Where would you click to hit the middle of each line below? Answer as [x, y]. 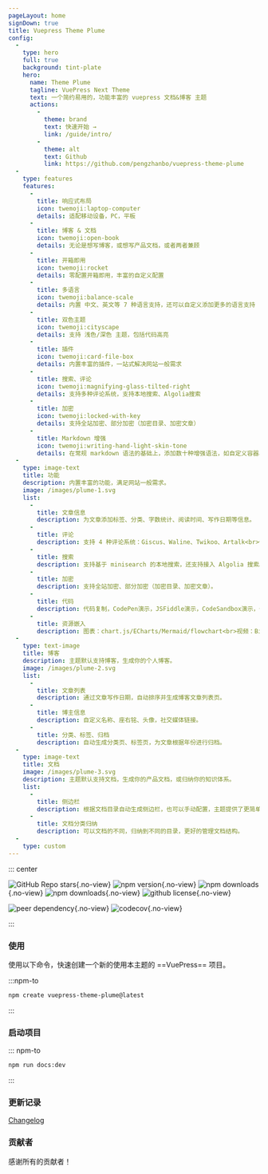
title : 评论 [55, 535]
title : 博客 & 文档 [67, 231]
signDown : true [33, 23]
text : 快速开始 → [70, 127]
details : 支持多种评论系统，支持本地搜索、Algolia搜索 [119, 394]
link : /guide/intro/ [78, 134]
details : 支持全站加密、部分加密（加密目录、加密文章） [118, 424]
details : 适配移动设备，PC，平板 [86, 216]
